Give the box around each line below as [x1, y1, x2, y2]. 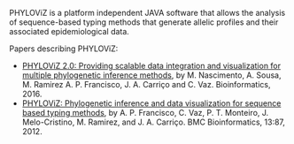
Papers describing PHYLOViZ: [9, 43, 119, 54]
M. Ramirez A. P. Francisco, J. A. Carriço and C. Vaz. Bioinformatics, [21, 80, 271, 89]
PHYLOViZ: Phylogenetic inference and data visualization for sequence [21, 98, 282, 109]
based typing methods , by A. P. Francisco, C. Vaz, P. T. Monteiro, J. [21, 108, 269, 117]
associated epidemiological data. [9, 27, 130, 36]
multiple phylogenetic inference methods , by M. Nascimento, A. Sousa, [21, 70, 282, 80]
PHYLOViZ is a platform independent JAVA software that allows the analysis [9, 8, 286, 18]
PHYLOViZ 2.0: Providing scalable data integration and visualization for [21, 61, 282, 71]
